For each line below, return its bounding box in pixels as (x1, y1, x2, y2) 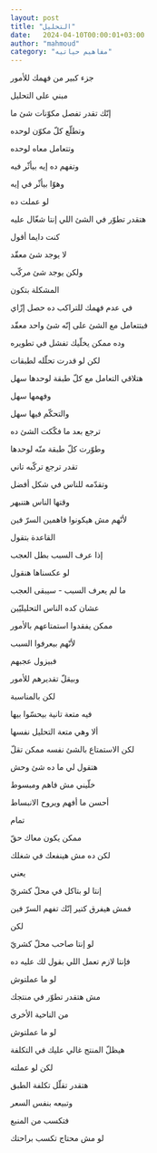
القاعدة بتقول (10, 532, 56, 543)
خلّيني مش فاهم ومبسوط (10, 779, 96, 790)
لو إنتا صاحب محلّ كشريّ (10, 939, 94, 950)
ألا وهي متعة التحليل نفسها (10, 726, 99, 737)
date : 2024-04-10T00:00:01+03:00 (10, 30, 145, 39)
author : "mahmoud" (10, 38, 80, 48)
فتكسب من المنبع (10, 1115, 70, 1127)
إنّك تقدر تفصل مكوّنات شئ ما (10, 108, 112, 119)
